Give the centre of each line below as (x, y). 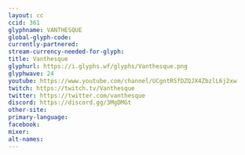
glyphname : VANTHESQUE (45, 30)
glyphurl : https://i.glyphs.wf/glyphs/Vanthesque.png (98, 67)
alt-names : (26, 139)
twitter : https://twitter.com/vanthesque (77, 96)
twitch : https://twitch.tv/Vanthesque (71, 88)
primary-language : (38, 117)
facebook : (24, 124)
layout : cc (26, 15)
